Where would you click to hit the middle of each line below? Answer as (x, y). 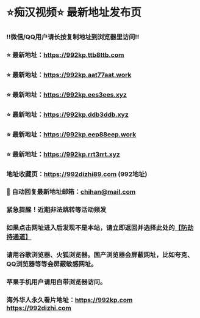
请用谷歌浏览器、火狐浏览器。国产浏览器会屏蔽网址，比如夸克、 (100, 255)
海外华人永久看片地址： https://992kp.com (70, 300)
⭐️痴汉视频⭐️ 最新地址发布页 (74, 13)
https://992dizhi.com (39, 308)
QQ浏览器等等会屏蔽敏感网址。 (52, 264)
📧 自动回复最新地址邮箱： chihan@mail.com (71, 192)
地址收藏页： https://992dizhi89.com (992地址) (77, 174)
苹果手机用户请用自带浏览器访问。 (56, 282)
